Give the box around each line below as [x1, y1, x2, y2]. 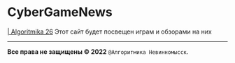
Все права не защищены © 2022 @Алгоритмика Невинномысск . [7, 47, 189, 56]
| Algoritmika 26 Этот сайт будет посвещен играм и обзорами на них [7, 27, 212, 36]
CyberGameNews [7, 4, 113, 20]
